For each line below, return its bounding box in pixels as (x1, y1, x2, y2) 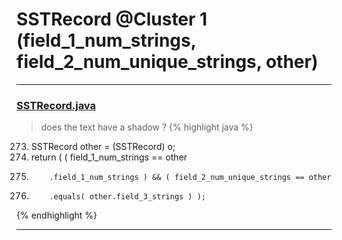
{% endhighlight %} (16, 209, 98, 222)
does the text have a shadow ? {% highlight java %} (40, 121, 254, 133)
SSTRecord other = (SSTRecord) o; (30, 141, 176, 153)
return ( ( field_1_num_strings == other (30, 151, 188, 163)
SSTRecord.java (16, 98, 97, 112)
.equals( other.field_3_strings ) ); (49, 192, 206, 202)
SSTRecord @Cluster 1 (16, 8, 208, 31)
